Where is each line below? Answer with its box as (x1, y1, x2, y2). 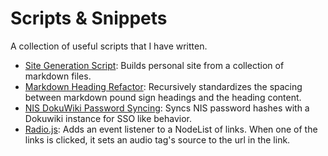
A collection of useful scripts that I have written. (10, 40, 208, 52)
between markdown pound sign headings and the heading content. (24, 91, 302, 103)
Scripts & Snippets (10, 7, 168, 30)
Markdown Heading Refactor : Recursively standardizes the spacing (24, 80, 303, 92)
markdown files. (24, 70, 92, 82)
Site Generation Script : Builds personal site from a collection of (24, 59, 285, 71)
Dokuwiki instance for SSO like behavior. (24, 112, 193, 124)
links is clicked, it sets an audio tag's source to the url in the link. (24, 133, 291, 146)
